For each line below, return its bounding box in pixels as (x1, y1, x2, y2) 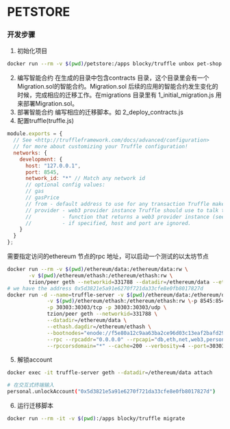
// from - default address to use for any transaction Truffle (25, 200, 210, 207)
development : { (19, 156, 63, 163)
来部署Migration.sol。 (16, 100, 79, 108)
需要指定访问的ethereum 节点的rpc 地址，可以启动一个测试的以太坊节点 (7, 252, 209, 261)
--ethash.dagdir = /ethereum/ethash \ (47, 323, 152, 330)
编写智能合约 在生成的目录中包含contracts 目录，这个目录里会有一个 (16, 73, 209, 82)
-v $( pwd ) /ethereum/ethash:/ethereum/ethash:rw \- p (47, 298, 197, 305)
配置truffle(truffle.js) (16, 117, 74, 125)
